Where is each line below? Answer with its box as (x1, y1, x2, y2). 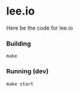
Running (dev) (6, 67, 49, 76)
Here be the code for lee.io (6, 24, 74, 31)
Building (6, 39, 31, 48)
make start (6, 80, 34, 87)
